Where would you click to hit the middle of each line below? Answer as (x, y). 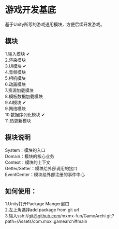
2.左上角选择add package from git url (42, 210)
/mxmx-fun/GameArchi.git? (87, 216)
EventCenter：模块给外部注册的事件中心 (45, 174)
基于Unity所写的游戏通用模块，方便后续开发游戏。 (55, 24)
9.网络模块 (15, 108)
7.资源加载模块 (19, 90)
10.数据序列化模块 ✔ (25, 114)
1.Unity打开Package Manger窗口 (37, 204)
